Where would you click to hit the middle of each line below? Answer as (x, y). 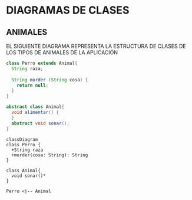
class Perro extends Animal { (42, 63)
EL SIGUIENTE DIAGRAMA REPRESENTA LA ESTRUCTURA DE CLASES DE (96, 46)
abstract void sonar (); (40, 123)
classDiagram (22, 139)
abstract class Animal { (35, 107)
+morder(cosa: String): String (50, 155)
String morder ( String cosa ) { (50, 80)
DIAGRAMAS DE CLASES (68, 10)
